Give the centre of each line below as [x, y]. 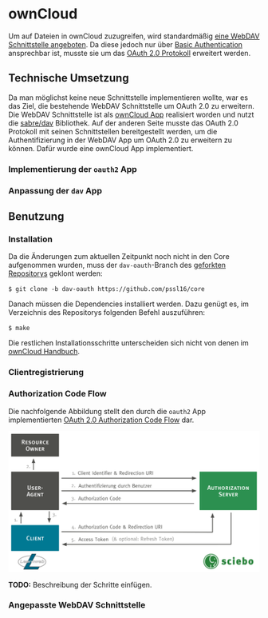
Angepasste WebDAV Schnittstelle [77, 605]
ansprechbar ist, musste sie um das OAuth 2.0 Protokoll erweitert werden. [130, 53]
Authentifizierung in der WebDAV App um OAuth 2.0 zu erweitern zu [120, 140]
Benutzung [36, 216]
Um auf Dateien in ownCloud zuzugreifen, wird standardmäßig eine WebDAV [134, 36]
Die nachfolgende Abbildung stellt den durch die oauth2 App [107, 411]
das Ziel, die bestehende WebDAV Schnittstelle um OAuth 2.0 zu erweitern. [132, 106]
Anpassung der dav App [55, 190]
